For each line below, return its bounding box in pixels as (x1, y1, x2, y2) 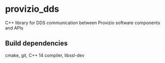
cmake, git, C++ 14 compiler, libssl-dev (5, 52, 85, 58)
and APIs (5, 25, 24, 31)
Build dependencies (5, 39, 68, 48)
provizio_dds (5, 3, 59, 15)
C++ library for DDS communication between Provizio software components (5, 20, 161, 26)
